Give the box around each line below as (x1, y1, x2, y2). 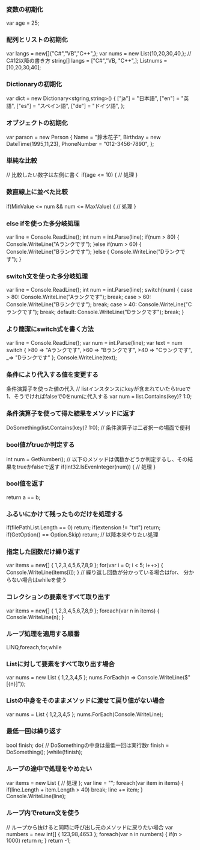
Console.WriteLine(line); (6, 793, 66, 800)
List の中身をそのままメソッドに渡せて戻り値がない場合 (6, 696, 165, 705)
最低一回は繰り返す (6, 726, 62, 735)
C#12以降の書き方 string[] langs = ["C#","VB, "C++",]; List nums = (6, 57, 168, 64)
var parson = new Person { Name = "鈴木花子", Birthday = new (6, 134, 161, 141)
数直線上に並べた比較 (6, 188, 68, 197)
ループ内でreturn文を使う (6, 809, 80, 817)
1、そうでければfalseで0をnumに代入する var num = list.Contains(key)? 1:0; (6, 392, 192, 400)
